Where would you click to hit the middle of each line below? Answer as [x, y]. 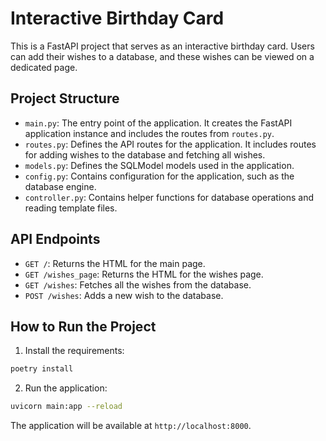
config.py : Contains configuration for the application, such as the [159, 176]
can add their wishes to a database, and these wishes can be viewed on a [162, 56]
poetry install [42, 369]
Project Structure [65, 98]
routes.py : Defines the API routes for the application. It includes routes [170, 144]
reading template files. [71, 208]
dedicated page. [44, 67]
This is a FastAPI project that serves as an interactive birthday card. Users [162, 46]
